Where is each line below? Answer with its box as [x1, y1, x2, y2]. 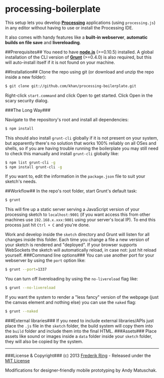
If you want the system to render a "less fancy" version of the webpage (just [5, 294, 159, 300]
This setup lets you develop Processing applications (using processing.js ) [5, 20, 156, 25]
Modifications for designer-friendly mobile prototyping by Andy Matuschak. [5, 367, 157, 373]
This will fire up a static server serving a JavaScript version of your [5, 207, 140, 213]
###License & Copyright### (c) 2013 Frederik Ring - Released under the [5, 353, 151, 358]
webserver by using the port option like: [5, 258, 86, 263]
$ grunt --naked [5, 309, 38, 314]
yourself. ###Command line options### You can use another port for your [5, 252, 155, 258]
